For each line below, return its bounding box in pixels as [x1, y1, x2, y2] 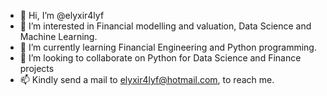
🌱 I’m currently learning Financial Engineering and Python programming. [19, 41, 317, 53]
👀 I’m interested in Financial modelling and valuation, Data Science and [19, 20, 312, 32]
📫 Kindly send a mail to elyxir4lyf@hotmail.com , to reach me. [19, 74, 275, 85]
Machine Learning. [19, 31, 98, 42]
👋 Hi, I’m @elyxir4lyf [19, 10, 105, 21]
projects [19, 63, 55, 74]
